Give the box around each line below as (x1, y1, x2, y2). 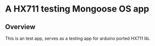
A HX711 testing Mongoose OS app (5, 3, 149, 15)
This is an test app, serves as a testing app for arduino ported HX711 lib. (5, 35, 151, 41)
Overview (5, 23, 36, 31)
